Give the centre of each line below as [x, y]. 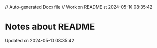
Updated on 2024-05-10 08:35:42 [40, 40]
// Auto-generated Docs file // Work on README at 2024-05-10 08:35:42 [79, 7]
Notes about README [50, 27]
